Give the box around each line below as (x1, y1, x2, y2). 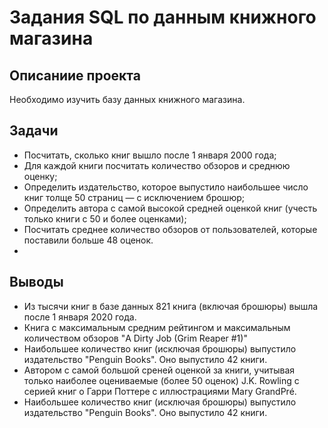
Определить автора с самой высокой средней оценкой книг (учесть (23, 202, 318, 214)
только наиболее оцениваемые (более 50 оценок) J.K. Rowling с (23, 374, 300, 386)
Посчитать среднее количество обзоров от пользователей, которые (23, 223, 318, 235)
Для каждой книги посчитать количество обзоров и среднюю (23, 159, 291, 171)
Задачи (9, 122, 59, 140)
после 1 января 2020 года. (23, 311, 137, 323)
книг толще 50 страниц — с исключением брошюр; (23, 191, 245, 203)
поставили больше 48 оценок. (23, 234, 154, 246)
